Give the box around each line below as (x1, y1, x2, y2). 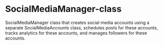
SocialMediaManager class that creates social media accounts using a (5, 20, 150, 25)
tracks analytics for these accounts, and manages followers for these (5, 30, 148, 36)
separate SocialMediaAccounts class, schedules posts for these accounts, (5, 24, 159, 30)
